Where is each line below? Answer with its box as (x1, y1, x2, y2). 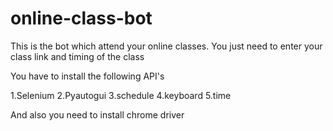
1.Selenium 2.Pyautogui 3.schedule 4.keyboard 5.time (10, 89, 232, 101)
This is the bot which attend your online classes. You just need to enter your (10, 40, 323, 52)
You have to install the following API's (10, 70, 165, 82)
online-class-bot (10, 7, 153, 30)
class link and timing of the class (10, 50, 145, 62)
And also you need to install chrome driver (10, 108, 185, 121)
